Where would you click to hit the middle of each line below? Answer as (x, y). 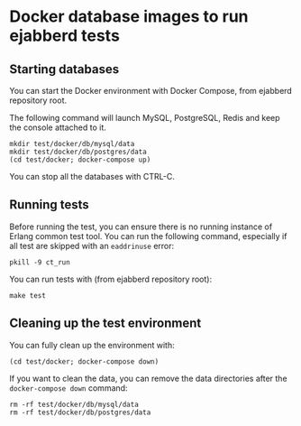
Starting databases (64, 69)
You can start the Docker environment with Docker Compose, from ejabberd (151, 91)
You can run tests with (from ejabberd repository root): (111, 279)
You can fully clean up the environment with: (92, 345)
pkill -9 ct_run (40, 262)
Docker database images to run (129, 17)
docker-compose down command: (68, 388)
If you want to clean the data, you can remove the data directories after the (148, 378)
